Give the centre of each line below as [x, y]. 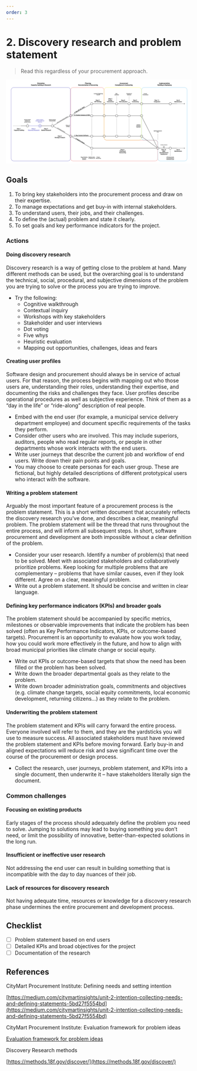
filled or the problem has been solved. [61, 668]
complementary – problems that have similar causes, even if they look [99, 574]
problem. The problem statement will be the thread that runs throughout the [98, 525]
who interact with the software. [52, 480]
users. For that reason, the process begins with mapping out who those [93, 381]
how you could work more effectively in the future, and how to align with [94, 644]
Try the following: [36, 297]
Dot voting [36, 329]
